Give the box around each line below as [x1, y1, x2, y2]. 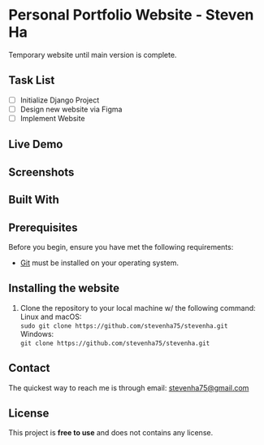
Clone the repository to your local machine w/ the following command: [19, 303, 256, 312]
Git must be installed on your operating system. [19, 258, 179, 268]
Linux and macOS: [19, 312, 82, 321]
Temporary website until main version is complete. [8, 50, 177, 59]
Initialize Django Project [19, 95, 100, 105]
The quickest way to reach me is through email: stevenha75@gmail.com [8, 382, 249, 392]
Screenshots [8, 165, 75, 179]
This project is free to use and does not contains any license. [8, 428, 214, 438]
